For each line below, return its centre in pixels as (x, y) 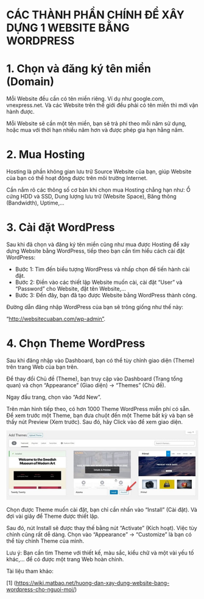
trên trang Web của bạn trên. (43, 367)
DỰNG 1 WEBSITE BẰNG (68, 28)
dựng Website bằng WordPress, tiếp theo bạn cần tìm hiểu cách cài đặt (96, 251)
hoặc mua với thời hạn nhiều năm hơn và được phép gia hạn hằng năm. (95, 130)
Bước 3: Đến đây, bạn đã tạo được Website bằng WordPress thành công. (106, 295)
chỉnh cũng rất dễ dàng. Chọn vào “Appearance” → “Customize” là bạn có (99, 535)
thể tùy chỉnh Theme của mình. (45, 541)
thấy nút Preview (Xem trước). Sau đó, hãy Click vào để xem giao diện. (95, 422)
